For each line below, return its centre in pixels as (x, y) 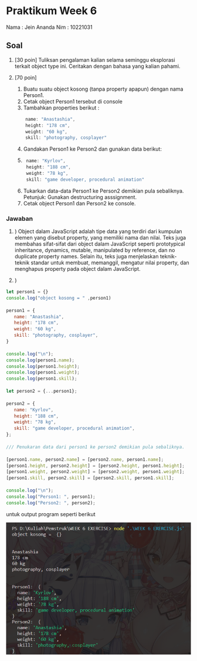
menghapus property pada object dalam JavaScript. (77, 269)
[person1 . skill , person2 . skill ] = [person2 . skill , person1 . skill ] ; (90, 478)
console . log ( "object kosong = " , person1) (59, 298)
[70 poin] (26, 77)
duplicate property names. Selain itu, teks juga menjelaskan (86, 257)
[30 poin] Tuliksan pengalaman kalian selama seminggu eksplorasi (95, 59)
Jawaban (20, 218)
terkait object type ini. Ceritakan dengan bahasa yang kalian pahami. (97, 66)
